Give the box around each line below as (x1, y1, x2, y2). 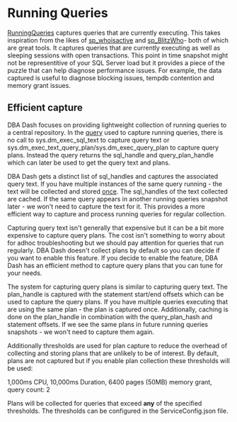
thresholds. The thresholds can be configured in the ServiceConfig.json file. (7, 406, 229, 415)
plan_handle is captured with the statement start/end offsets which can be (7, 289, 224, 299)
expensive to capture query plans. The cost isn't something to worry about (7, 231, 225, 239)
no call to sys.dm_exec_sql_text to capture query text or (7, 135, 170, 144)
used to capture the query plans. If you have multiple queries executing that (7, 297, 229, 306)
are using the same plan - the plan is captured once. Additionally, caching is (7, 305, 229, 313)
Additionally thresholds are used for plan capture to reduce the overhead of (7, 341, 228, 350)
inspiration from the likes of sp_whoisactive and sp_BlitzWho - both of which (7, 35, 229, 44)
